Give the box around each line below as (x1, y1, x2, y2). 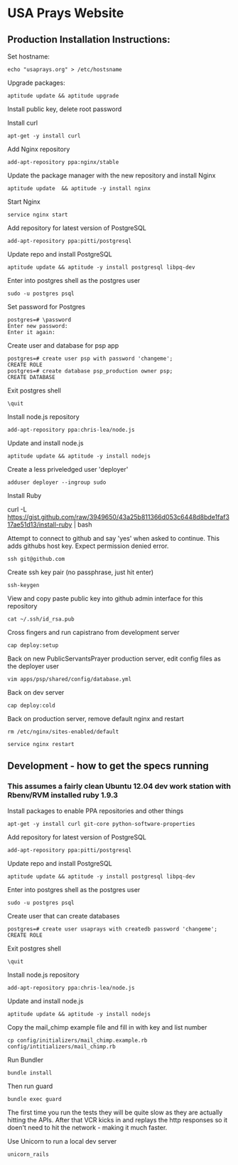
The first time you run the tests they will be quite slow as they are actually (7, 1108, 223, 1117)
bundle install (7, 1069, 53, 1077)
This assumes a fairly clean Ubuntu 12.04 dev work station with (7, 782, 231, 792)
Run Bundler (7, 1055, 44, 1064)
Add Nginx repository (7, 145, 70, 153)
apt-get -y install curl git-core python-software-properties (7, 820, 195, 827)
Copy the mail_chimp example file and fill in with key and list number (7, 1022, 207, 1031)
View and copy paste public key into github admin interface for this (7, 594, 204, 603)
